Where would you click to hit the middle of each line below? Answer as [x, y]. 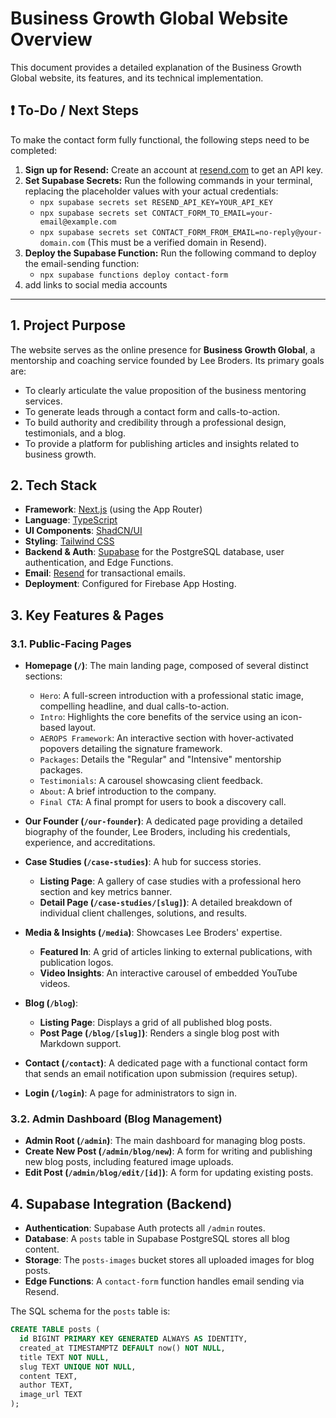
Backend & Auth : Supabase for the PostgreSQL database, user [154, 552]
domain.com [62, 243]
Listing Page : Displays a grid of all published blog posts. [156, 1023]
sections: [43, 676]
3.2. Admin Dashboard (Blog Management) [116, 1119]
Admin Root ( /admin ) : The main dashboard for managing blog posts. [165, 1141]
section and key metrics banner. [106, 892]
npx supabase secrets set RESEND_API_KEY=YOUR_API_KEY [156, 202]
